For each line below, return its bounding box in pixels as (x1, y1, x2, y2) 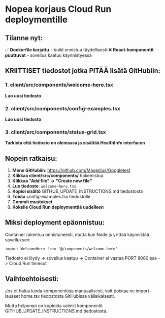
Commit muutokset (12, 199, 53, 205)
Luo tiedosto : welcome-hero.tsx (12, 183, 76, 189)
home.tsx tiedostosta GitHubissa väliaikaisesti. (21, 293, 115, 299)
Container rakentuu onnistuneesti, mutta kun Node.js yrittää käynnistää (5, 231, 149, 237)
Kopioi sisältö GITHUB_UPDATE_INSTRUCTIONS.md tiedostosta (12, 188, 143, 194)
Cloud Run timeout (9, 260, 47, 266)
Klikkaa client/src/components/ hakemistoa (12, 173, 103, 179)
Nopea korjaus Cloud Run (5, 3, 112, 15)
